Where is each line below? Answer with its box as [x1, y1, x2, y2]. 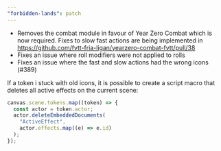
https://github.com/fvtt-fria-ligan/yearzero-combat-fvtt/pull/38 [16, 43, 196, 51]
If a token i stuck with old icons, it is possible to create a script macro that [7, 78, 216, 86]
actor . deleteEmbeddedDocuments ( [13, 112, 106, 119]
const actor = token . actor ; [13, 106, 94, 113]
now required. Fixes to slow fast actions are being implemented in [16, 36, 204, 45]
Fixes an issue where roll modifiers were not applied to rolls [16, 51, 185, 59]
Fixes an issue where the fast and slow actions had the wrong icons [16, 58, 209, 66]
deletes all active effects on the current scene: [7, 86, 139, 94]
